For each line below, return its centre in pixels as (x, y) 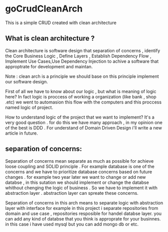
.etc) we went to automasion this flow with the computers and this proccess (83, 102)
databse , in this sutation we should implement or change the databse (77, 182)
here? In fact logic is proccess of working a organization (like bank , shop (81, 96)
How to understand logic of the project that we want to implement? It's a (80, 117)
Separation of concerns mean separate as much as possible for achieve (79, 161)
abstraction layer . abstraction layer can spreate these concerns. (72, 193)
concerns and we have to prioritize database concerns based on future (79, 172)
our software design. (27, 81)
